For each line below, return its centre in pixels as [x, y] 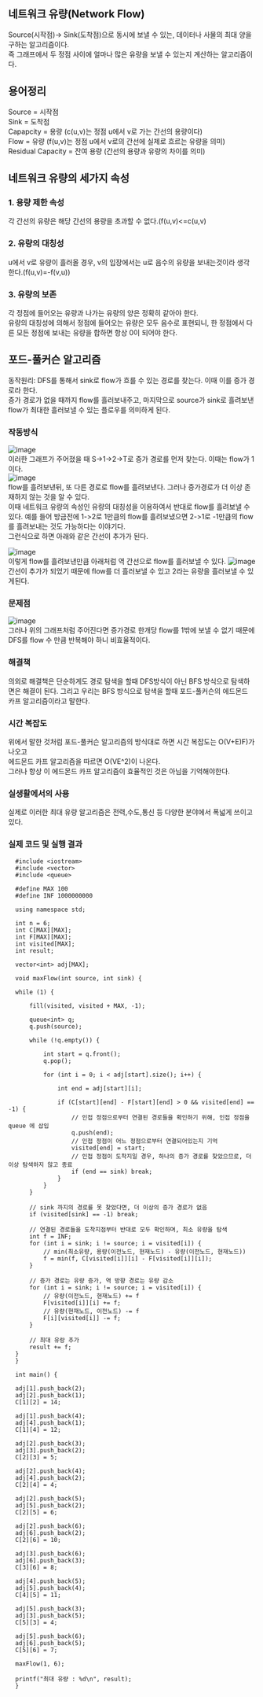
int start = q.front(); [82, 1054]
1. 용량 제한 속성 [36, 202]
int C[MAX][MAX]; [44, 930]
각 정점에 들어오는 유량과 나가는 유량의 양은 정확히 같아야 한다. [103, 312]
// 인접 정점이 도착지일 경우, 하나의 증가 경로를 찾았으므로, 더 [161, 1156]
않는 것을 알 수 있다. [59, 497]
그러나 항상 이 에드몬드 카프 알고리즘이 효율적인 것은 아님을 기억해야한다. [119, 771]
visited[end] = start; [108, 1148]
